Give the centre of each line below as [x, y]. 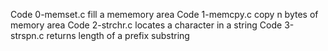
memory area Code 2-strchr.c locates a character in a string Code [146, 25]
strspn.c [27, 35]
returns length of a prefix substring [118, 35]
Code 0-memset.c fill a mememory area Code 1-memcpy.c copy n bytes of [164, 14]
